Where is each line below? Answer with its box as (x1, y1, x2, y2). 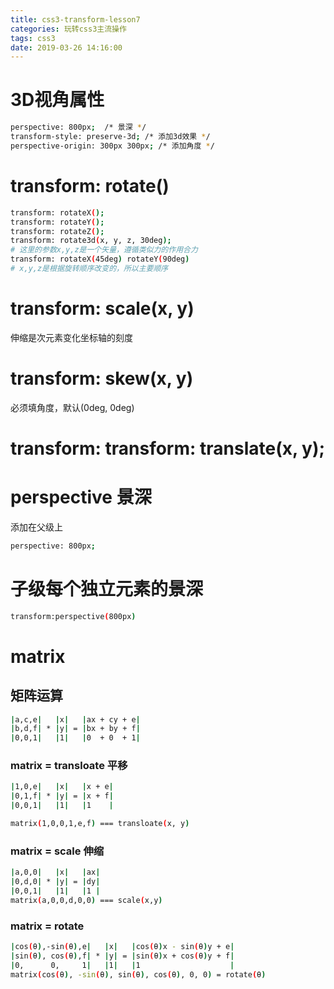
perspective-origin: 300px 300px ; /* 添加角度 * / (10, 141, 215, 151)
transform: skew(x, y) (10, 367, 194, 390)
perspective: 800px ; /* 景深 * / (10, 122, 147, 133)
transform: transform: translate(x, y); (10, 437, 326, 460)
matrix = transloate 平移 (10, 759, 128, 773)
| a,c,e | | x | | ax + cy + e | (10, 714, 141, 725)
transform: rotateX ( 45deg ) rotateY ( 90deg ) (10, 254, 190, 265)
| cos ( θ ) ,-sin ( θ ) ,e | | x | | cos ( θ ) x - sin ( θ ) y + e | (10, 942, 235, 952)
